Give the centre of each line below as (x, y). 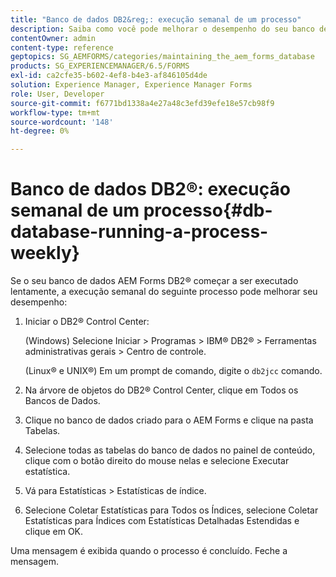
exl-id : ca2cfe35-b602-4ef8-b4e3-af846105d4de (109, 76)
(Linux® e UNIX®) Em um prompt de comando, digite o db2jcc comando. (173, 371)
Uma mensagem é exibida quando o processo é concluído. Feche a (149, 551)
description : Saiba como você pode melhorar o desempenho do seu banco (162, 29)
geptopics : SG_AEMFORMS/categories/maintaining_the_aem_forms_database (162, 57)
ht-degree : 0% (40, 131)
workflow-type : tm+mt (55, 112)
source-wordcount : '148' (62, 122)
